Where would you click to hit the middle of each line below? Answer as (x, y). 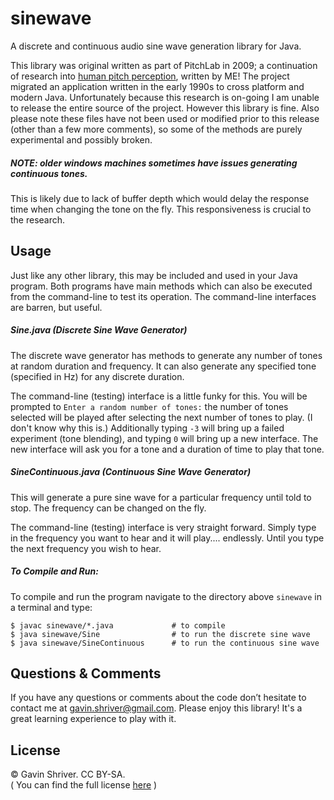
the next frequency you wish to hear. (86, 548)
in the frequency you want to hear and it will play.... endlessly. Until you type (167, 538)
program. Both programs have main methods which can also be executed (161, 286)
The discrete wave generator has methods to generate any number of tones (166, 355)
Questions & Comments (86, 673)
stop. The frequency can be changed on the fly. (108, 508)
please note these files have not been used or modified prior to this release (165, 118)
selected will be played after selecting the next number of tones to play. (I (161, 417)
